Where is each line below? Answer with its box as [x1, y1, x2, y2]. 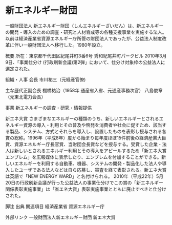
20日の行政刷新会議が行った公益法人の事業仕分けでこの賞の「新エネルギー [5, 179, 164, 186]
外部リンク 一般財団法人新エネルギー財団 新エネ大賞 [5, 214, 116, 220]
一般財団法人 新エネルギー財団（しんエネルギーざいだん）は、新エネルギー [5, 23, 164, 29]
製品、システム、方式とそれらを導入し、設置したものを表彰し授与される [9, 128, 162, 134]
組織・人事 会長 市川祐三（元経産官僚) [5, 76, 86, 83]
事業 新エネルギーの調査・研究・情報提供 [5, 105, 92, 111]
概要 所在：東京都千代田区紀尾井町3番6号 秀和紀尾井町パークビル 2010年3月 [5, 52, 167, 59]
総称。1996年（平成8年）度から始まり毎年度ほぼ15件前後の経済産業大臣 [14, 134, 166, 141]
